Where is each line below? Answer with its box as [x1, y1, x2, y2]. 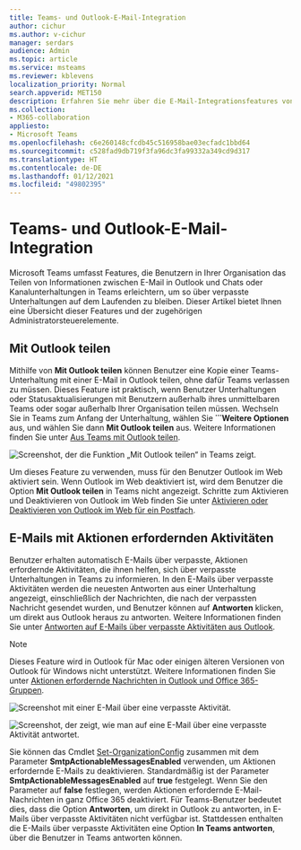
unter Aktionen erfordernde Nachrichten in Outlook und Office [9, 675, 239, 686]
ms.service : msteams [9, 64, 87, 73]
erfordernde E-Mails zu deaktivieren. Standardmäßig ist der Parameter [9, 765, 270, 776]
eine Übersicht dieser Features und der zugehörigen [9, 306, 203, 317]
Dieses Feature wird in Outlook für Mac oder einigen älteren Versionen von [9, 656, 285, 667]
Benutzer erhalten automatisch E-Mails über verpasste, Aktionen [9, 554, 248, 565]
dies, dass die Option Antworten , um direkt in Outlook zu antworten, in [9, 803, 271, 814]
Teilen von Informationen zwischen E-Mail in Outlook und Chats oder [9, 277, 263, 288]
